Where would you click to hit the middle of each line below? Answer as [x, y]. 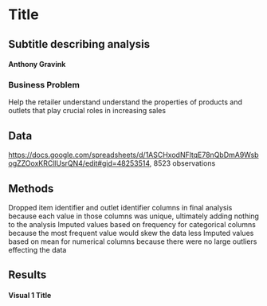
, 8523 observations [183, 163]
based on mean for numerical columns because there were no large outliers [133, 241]
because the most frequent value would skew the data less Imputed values [131, 233]
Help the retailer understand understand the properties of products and [126, 102]
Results [27, 275]
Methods [31, 188]
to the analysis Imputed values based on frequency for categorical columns [132, 225]
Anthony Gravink [37, 65]
